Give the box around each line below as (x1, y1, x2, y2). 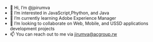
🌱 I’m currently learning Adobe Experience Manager (9, 15, 116, 21)
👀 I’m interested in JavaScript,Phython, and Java (9, 10, 109, 16)
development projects (9, 26, 55, 32)
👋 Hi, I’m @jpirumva (9, 5, 51, 10)
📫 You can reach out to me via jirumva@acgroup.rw (9, 31, 118, 37)
